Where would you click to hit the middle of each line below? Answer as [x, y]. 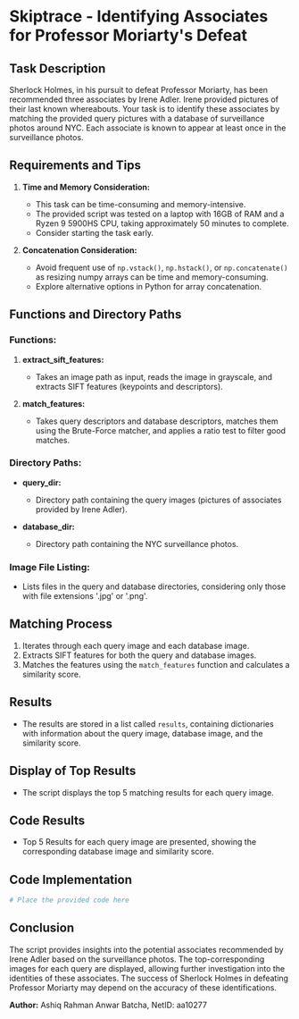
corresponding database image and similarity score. [118, 852]
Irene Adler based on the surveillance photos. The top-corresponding [137, 959]
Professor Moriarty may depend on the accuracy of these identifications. [143, 987]
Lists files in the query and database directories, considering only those [154, 586]
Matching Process [61, 624]
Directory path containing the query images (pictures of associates [158, 500]
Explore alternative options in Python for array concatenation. [149, 286]
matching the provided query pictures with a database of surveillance [137, 118]
